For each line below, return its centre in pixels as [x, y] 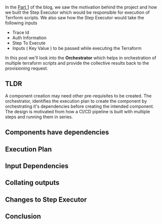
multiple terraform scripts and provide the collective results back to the [77, 63]
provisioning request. [27, 68]
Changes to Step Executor [46, 200]
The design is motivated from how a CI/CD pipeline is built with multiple [78, 111]
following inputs [21, 23]
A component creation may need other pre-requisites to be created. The [78, 95]
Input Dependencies [37, 166]
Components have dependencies [57, 132]
